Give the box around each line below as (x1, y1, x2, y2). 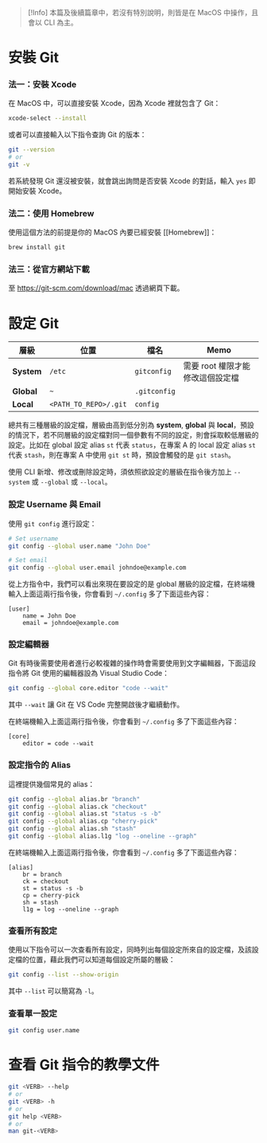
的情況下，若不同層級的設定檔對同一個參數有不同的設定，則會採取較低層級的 (8, 430, 259, 440)
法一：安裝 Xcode (8, 79, 77, 90)
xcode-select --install (8, 115, 87, 123)
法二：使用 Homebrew (8, 207, 95, 218)
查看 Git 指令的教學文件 (8, 1056, 161, 1074)
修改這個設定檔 (183, 372, 240, 383)
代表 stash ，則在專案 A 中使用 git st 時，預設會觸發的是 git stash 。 (8, 450, 236, 460)
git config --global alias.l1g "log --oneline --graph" (8, 832, 197, 840)
